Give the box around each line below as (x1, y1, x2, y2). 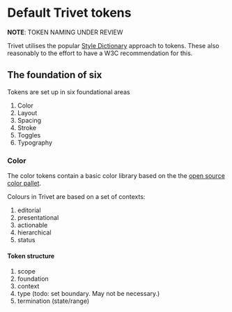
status (17, 236, 36, 244)
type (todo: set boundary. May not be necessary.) (17, 290, 160, 298)
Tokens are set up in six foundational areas (7, 87, 130, 96)
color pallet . (7, 179, 42, 188)
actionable (17, 221, 48, 230)
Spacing (17, 116, 42, 124)
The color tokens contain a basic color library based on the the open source (7, 172, 225, 180)
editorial (17, 206, 41, 214)
